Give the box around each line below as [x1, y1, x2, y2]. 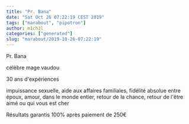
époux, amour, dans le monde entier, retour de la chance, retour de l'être [6, 93, 184, 100]
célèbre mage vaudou [6, 64, 60, 71]
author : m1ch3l [6, 25, 44, 31]
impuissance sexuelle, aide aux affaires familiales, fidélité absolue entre [6, 87, 181, 94]
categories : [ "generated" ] [6, 31, 73, 37]
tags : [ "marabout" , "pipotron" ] [6, 20, 86, 26]
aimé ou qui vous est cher [6, 100, 69, 107]
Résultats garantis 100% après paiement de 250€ [6, 111, 127, 118]
